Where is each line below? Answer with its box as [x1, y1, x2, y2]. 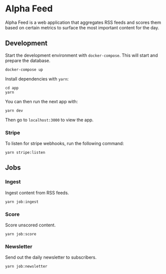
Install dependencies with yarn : [5, 75, 69, 82]
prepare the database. [5, 58, 51, 64]
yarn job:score [5, 232, 37, 237]
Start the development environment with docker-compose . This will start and [5, 52, 158, 58]
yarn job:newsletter [5, 264, 48, 269]
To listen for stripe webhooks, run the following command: [5, 140, 124, 146]
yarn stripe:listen [5, 150, 46, 155]
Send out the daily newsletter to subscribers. [5, 254, 97, 261]
